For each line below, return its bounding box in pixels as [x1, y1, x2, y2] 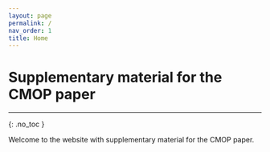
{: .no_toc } [8, 119, 45, 129]
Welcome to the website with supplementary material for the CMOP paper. [8, 135, 255, 145]
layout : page [8, 11, 52, 20]
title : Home [8, 34, 48, 42]
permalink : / [8, 19, 52, 27]
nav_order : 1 [8, 26, 52, 34]
